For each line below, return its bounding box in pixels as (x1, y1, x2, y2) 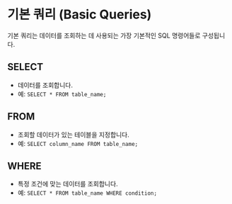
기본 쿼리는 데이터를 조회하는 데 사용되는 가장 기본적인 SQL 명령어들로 (7, 31, 201, 40)
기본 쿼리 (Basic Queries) (7, 6, 152, 23)
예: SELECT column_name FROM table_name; (17, 139, 139, 147)
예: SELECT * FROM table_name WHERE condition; (17, 188, 158, 197)
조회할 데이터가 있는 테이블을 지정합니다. (17, 130, 129, 139)
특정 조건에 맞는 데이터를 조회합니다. (17, 180, 118, 188)
